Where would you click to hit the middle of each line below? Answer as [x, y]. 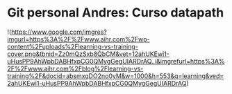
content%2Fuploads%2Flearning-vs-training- [73, 46]
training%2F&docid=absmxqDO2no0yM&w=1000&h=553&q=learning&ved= [116, 76]
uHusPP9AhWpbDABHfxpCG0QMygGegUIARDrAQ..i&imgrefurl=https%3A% [116, 61]
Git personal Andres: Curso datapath [116, 13]
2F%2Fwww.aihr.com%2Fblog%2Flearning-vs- [75, 68]
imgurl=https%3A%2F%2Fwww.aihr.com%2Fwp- [79, 39]
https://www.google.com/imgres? [59, 32]
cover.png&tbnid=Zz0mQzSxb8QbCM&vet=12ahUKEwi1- [89, 54]
